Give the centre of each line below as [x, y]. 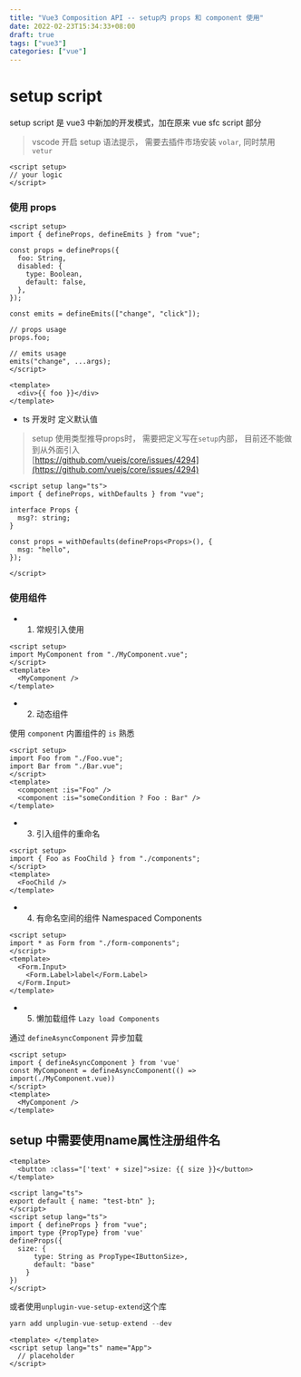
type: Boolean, [54, 274]
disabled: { [40, 267]
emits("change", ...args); [60, 362]
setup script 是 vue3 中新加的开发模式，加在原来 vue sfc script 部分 [136, 122]
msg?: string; [44, 518]
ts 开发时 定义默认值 [60, 419]
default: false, [57, 282]
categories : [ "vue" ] [49, 52]
